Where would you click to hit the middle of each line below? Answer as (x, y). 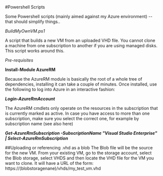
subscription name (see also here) (39, 124)
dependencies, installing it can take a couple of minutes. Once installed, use (81, 84)
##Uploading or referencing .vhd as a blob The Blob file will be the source (79, 148)
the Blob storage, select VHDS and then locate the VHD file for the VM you (80, 158)
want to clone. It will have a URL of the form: (49, 163)
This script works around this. (35, 51)
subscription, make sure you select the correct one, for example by (72, 118)
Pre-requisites (19, 60)
